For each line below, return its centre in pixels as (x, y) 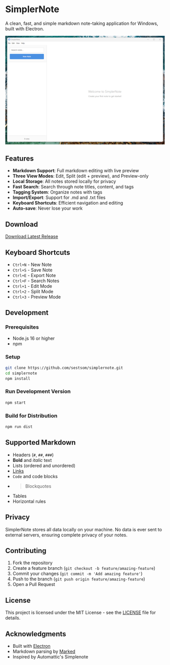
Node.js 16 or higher (34, 338)
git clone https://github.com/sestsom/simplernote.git (64, 368)
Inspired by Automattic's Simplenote (50, 656)
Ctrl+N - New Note (32, 264)
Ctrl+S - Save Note (32, 270)
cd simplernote (21, 373)
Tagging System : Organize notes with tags (57, 192)
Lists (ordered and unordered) (44, 465)
